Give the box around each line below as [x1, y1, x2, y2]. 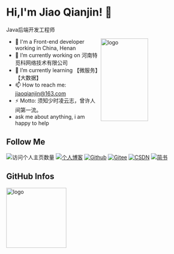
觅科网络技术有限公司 [14, 59, 68, 66]
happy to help [14, 119, 49, 127]
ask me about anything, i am [14, 113, 85, 120]
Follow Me [6, 137, 46, 147]
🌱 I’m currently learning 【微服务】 [14, 66, 98, 74]
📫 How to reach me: [14, 81, 67, 88]
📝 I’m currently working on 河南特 [14, 51, 98, 59]
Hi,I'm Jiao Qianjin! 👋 [6, 5, 112, 19]
